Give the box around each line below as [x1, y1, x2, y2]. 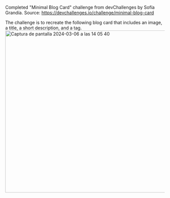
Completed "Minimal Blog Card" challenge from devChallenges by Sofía [5, 5, 155, 10]
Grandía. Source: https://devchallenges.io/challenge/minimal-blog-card [5, 10, 154, 16]
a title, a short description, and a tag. [5, 25, 82, 31]
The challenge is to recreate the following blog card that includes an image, [5, 20, 162, 25]
